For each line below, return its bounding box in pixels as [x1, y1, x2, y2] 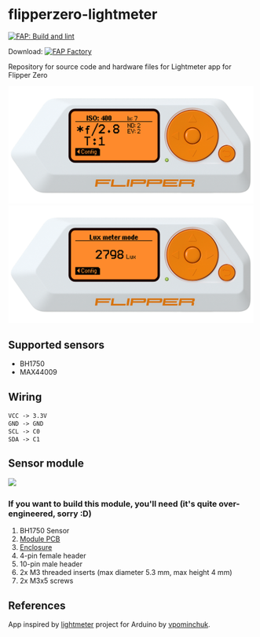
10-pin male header [19, 559, 82, 569]
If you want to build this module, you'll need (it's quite [8, 498, 218, 509]
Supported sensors [8, 338, 104, 351]
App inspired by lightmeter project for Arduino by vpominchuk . [8, 619, 211, 629]
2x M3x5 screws [19, 576, 74, 586]
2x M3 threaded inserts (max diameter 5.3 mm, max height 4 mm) [19, 568, 233, 577]
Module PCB [19, 534, 60, 544]
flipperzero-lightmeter [8, 5, 158, 24]
